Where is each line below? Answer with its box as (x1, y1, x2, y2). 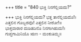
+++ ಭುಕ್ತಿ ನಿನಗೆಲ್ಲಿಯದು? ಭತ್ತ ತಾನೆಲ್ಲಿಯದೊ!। (5, 14, 76, 20)
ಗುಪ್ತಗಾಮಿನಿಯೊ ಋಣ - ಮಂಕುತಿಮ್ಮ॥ (5, 31, 62, 37)
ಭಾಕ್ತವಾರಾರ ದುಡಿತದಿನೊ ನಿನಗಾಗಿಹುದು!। (5, 25, 66, 31)
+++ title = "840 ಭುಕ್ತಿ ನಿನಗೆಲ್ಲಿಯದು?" (5, 4, 72, 10)
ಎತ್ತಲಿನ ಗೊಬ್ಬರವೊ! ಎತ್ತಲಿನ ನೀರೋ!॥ (5, 20, 62, 25)
